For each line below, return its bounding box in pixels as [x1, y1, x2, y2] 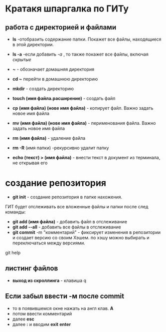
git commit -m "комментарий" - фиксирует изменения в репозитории [12, 229, 161, 235]
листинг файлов [5, 264, 58, 273]
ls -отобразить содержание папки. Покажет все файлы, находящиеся [12, 36, 162, 42]
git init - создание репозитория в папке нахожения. [12, 194, 123, 200]
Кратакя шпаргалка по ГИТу [5, 3, 129, 15]
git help [5, 249, 21, 255]
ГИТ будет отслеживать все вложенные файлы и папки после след [5, 203, 149, 209]
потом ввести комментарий [12, 310, 72, 316]
